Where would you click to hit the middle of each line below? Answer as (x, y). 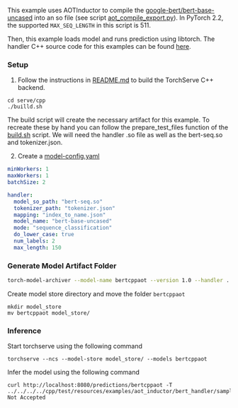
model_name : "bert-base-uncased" (63, 221)
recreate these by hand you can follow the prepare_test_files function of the (118, 127)
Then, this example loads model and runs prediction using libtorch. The (111, 39)
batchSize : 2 (27, 182)
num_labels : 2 (34, 241)
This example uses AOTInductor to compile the (76, 10)
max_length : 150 (38, 247)
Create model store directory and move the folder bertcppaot (96, 293)
